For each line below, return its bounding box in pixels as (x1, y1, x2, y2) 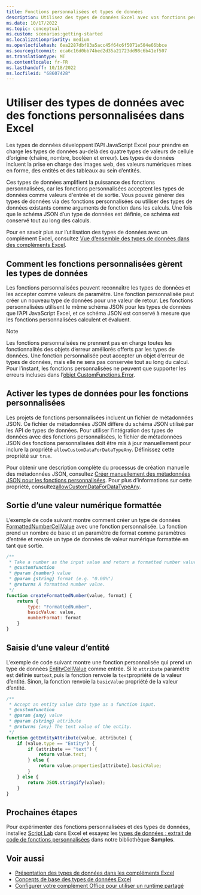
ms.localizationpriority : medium (6, 37, 90, 43)
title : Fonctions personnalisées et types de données (6, 8, 144, 15)
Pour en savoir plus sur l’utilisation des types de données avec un (6, 229, 168, 236)
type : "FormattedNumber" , (28, 604, 93, 610)
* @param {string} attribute (8, 718, 82, 724)
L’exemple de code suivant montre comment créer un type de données (6, 516, 181, 523)
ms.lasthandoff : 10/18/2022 (6, 64, 77, 71)
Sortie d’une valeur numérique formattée (6, 500, 162, 511)
